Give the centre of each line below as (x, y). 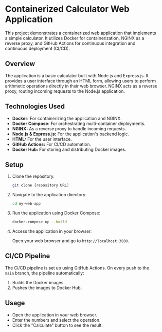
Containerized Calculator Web (67, 9)
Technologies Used (35, 107)
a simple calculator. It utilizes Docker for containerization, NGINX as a (75, 38)
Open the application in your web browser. (54, 315)
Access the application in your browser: (52, 231)
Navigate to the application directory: (49, 195)
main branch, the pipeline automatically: (45, 273)
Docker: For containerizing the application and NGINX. (67, 118)
